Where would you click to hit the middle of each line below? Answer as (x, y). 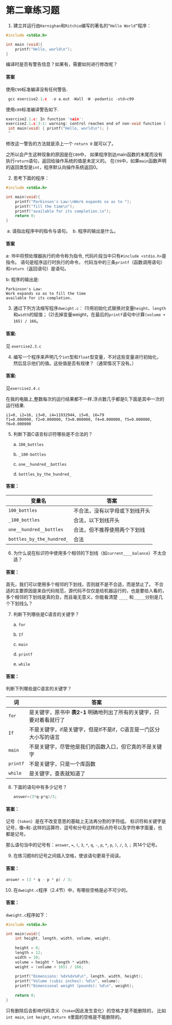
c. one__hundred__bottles (40, 464)
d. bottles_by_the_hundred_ (42, 474)
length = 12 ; (29, 953)
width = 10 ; (28, 957)
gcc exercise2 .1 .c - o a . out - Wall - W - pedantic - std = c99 (71, 99)
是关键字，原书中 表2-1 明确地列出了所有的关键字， (92, 712)
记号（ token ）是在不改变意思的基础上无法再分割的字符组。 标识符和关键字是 (86, 821)
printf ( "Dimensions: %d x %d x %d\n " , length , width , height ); (79, 977)
